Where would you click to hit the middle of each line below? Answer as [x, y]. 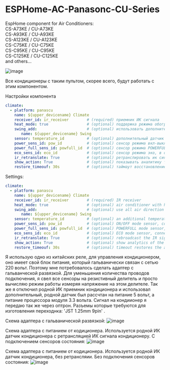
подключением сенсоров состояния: [45, 342]
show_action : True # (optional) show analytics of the [89, 242]
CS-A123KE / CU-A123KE [31, 40]
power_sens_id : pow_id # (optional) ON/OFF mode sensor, [87, 224]
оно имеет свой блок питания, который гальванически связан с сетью [82, 262]
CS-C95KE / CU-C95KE [30, 50]
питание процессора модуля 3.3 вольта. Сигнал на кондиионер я [76, 300]
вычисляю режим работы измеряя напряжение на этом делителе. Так [82, 284]
